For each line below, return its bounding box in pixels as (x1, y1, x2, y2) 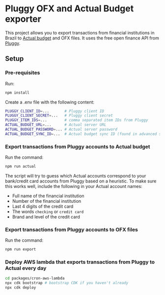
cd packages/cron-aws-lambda (5, 276, 65, 281)
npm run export (5, 247, 36, 252)
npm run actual (5, 164, 36, 169)
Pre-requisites (5, 70, 40, 76)
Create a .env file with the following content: (5, 99, 95, 105)
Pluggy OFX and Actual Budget (5, 3, 134, 14)
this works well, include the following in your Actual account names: (5, 183, 142, 189)
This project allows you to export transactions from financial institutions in (5, 30, 155, 36)
